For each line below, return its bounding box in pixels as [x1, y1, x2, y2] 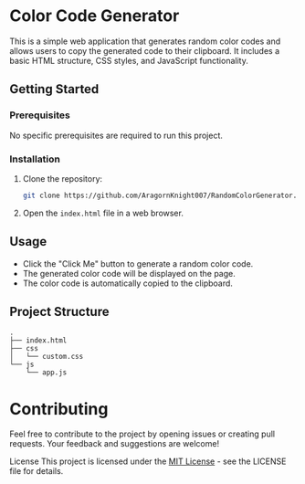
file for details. [9, 466, 64, 477]
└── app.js [26, 368, 68, 377]
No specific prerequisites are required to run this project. [9, 130, 224, 141]
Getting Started [9, 81, 100, 97]
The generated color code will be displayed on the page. [22, 268, 236, 279]
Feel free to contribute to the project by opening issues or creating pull [9, 428, 276, 439]
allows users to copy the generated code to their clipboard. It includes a [9, 45, 280, 56]
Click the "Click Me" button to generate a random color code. [22, 258, 254, 269]
